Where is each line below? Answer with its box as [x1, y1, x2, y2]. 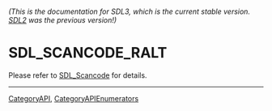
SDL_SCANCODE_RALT [8, 43, 168, 62]
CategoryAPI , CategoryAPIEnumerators [8, 93, 139, 103]
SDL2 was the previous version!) [8, 15, 117, 24]
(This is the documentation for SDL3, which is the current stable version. [8, 6, 251, 16]
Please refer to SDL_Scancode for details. [8, 70, 147, 80]
